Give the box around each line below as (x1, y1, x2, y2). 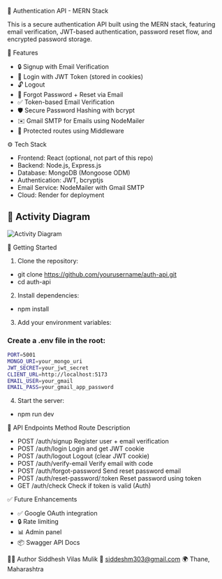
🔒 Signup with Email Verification (17, 63, 110, 71)
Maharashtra (7, 565, 44, 573)
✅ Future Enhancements (7, 495, 77, 504)
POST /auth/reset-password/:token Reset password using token (17, 474, 202, 483)
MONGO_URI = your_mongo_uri (7, 358, 82, 365)
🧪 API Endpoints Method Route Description (7, 423, 131, 432)
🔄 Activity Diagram (7, 211, 91, 223)
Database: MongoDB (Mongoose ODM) (17, 168, 131, 177)
